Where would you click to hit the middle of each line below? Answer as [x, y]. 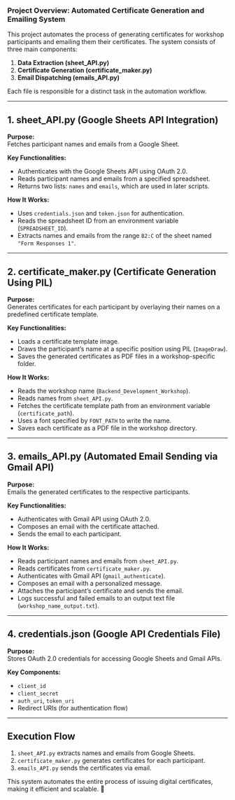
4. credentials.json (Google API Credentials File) [114, 634]
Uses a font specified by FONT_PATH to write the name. [94, 420]
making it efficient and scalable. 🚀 [56, 789]
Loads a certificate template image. [69, 341]
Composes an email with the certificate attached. [88, 526]
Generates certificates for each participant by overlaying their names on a [114, 307]
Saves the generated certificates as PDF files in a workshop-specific [116, 356]
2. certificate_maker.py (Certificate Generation [112, 272]
